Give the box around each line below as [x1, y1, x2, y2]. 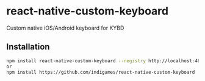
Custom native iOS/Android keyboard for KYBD [6, 24, 124, 31]
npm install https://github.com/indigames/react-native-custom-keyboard [6, 69, 195, 75]
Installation [6, 42, 50, 52]
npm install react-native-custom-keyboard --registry [6, 57, 146, 64]
